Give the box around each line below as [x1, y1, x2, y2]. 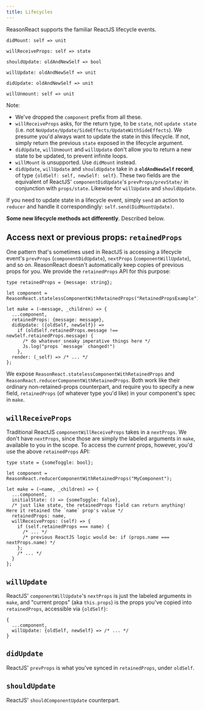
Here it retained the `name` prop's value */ [6, 508, 123, 514]
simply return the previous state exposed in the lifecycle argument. [15, 139, 184, 146]
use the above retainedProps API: [6, 448, 90, 455]
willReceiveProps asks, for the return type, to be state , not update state [15, 119, 197, 127]
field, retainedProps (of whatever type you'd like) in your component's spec [6, 389, 196, 397]
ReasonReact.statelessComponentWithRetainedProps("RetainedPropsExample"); [6, 296, 202, 302]
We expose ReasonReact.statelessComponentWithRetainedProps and [6, 370, 175, 378]
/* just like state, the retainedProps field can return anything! [12, 502, 186, 509]
